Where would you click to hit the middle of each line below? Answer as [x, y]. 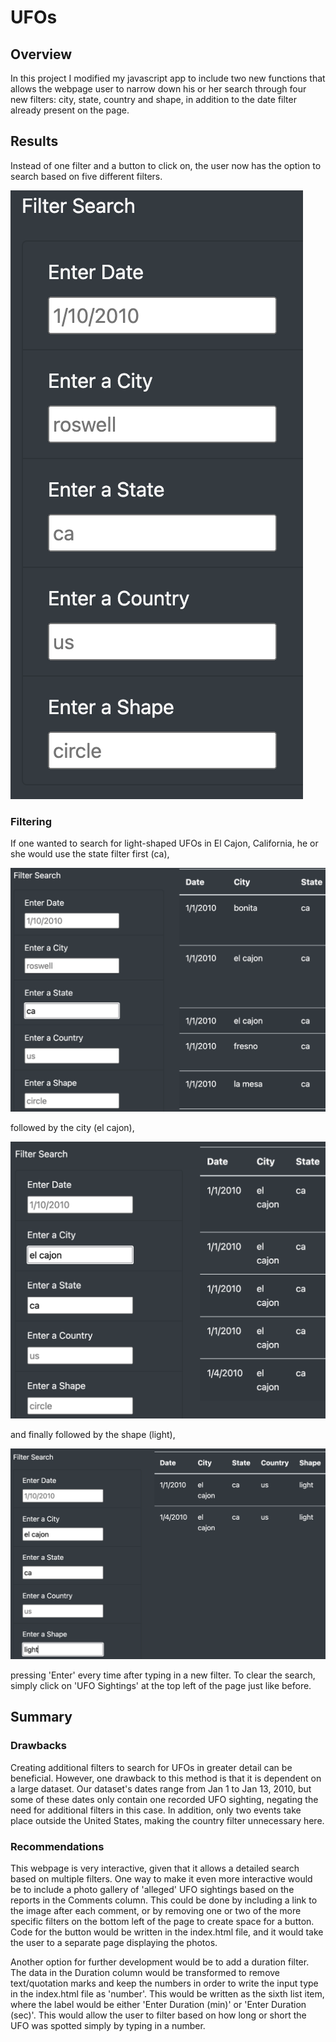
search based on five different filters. [86, 176]
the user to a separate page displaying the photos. [114, 1942]
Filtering [31, 821]
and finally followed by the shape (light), [93, 1434]
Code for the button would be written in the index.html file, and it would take [167, 1932]
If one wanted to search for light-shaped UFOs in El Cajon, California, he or [164, 843]
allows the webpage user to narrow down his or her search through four [158, 89]
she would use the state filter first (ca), [90, 854]
